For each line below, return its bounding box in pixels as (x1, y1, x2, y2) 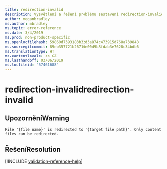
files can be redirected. (5, 132, 59, 137)
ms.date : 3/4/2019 (5, 30, 43, 35)
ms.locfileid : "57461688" (5, 62, 59, 67)
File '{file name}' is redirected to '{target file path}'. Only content (5, 127, 162, 132)
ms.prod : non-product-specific (5, 35, 70, 40)
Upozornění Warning (5, 114, 70, 122)
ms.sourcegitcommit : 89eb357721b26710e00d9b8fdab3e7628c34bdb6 (5, 44, 139, 49)
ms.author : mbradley (5, 21, 48, 26)
